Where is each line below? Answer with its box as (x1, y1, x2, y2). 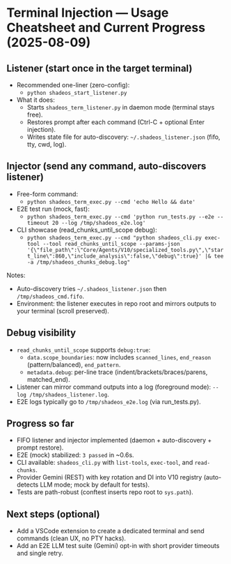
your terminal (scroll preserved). (16, 306, 109, 315)
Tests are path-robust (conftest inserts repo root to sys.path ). (16, 488, 194, 496)
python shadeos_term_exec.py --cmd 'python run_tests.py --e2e (26, 213, 215, 221)
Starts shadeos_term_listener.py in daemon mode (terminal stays (26, 103, 215, 111)
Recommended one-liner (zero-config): (16, 81, 130, 89)
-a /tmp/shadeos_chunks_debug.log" (26, 258, 130, 266)
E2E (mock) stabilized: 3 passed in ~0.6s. (16, 451, 134, 459)
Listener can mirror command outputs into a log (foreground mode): (16, 383, 212, 391)
